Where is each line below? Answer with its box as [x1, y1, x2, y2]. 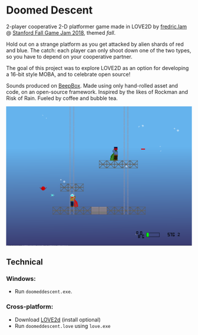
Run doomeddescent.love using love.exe [14, 322, 111, 329]
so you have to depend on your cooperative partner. [6, 53, 133, 60]
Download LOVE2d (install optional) [14, 316, 101, 323]
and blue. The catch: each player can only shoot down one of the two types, [6, 46, 192, 53]
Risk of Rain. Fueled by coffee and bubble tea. [6, 95, 118, 102]
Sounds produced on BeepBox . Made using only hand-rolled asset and [6, 82, 179, 89]
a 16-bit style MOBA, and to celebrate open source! [6, 71, 131, 78]
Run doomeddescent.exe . [14, 288, 72, 295]
